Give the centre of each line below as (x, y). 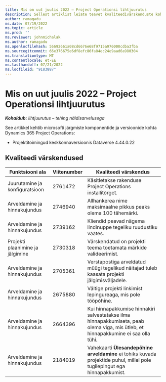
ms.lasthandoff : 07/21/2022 (34, 65)
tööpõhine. (100, 300)
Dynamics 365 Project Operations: (40, 133)
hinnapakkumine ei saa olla (119, 333)
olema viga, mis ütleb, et (116, 327)
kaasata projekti (106, 274)
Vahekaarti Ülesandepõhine (120, 347)
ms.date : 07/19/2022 (26, 23)
